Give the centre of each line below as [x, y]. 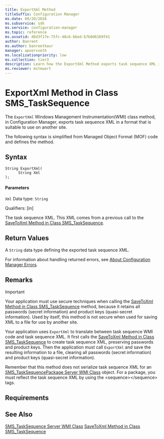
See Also [19, 414]
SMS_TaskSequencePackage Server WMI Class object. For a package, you [80, 372]
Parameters [17, 188]
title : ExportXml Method [30, 10]
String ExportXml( [24, 168]
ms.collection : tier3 [27, 60]
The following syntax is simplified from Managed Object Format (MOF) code [82, 136]
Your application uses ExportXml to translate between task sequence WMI [79, 331]
